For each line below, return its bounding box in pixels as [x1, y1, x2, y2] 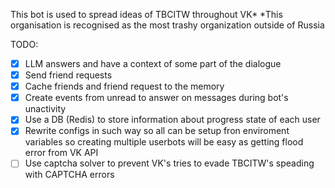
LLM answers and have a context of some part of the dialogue [24, 58, 282, 69]
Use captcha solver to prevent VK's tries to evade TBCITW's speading [24, 157, 315, 169]
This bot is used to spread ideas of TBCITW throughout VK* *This [10, 9, 283, 20]
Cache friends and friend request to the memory [24, 80, 225, 93]
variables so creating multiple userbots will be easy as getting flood [24, 136, 304, 148]
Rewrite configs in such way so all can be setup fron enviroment [24, 125, 290, 137]
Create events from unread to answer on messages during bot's [24, 92, 289, 104]
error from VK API [24, 147, 99, 159]
